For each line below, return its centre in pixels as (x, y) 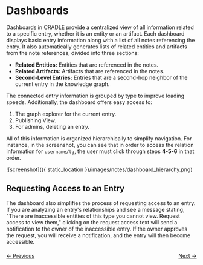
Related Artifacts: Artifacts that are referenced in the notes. (90, 71)
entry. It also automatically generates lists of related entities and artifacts (97, 47)
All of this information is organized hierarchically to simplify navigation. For (99, 138)
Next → (187, 255)
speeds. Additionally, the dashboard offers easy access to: (79, 102)
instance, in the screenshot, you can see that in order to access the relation (100, 145)
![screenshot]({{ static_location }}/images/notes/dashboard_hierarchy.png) (99, 169)
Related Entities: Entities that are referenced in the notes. (87, 65)
